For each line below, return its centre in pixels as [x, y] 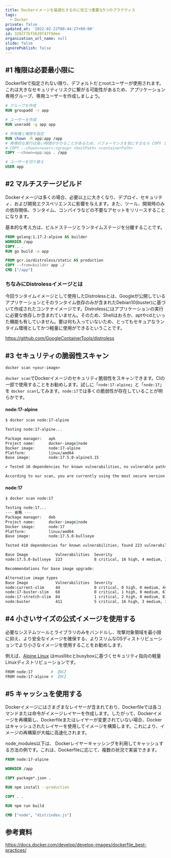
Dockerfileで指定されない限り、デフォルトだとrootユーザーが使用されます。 [84, 83]
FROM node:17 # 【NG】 [36, 672]
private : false [21, 24]
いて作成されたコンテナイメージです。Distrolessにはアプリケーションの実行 [84, 309]
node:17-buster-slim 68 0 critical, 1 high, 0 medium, [83, 592]
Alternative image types [32, 578]
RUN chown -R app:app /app [34, 139]
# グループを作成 [21, 106]
